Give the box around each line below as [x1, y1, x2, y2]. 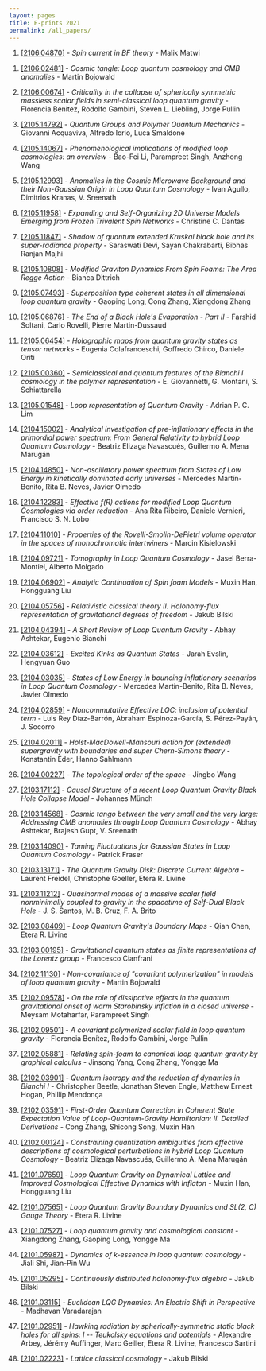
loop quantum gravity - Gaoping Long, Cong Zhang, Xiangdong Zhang [20, 297, 251, 306]
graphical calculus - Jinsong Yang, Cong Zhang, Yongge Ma [20, 1058, 219, 1067]
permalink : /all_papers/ [9, 26, 91, 34]
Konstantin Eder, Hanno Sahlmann [20, 755, 133, 764]
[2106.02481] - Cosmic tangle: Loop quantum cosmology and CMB [20, 64, 241, 73]
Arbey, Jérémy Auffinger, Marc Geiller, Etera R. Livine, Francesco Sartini [20, 1338, 256, 1348]
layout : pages [9, 11, 56, 20]
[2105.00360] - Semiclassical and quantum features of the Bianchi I [20, 368, 244, 378]
